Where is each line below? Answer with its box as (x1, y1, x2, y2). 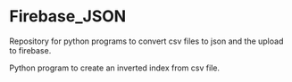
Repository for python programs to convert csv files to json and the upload (9, 36, 284, 46)
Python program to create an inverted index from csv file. (9, 62, 221, 73)
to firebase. (9, 45, 52, 55)
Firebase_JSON (9, 6, 127, 27)
